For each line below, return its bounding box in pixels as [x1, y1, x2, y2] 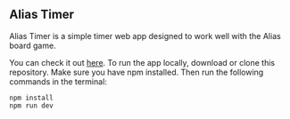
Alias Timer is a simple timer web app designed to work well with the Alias [9, 30, 281, 41]
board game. [9, 40, 56, 51]
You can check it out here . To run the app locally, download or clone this [9, 57, 275, 67]
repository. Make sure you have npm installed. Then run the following [9, 67, 264, 77]
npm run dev [9, 101, 54, 110]
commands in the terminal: [9, 75, 107, 87]
